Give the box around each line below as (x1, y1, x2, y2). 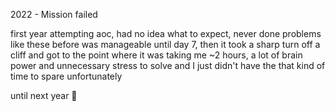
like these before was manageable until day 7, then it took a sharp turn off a (10, 39, 321, 50)
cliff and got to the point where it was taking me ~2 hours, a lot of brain (10, 49, 303, 61)
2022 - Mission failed (10, 9, 98, 20)
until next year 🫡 (10, 90, 78, 101)
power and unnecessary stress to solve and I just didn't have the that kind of (10, 60, 326, 71)
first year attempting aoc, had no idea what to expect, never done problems (10, 28, 322, 39)
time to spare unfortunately (10, 70, 123, 82)
